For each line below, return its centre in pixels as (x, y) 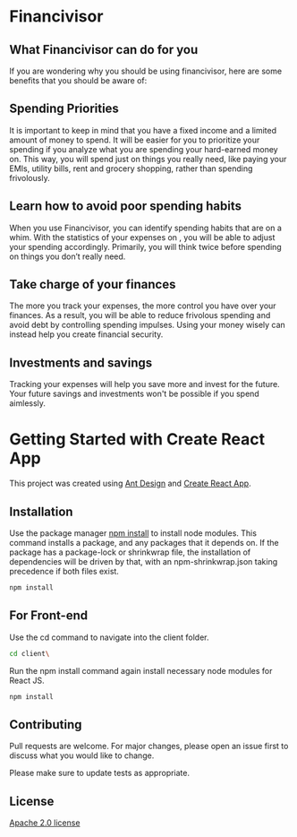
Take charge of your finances (93, 285)
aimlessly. (28, 403)
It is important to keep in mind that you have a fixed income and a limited (143, 130)
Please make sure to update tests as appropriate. (100, 773)
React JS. (27, 680)
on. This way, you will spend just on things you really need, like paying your (148, 159)
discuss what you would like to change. (82, 755)
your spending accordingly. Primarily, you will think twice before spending (145, 246)
